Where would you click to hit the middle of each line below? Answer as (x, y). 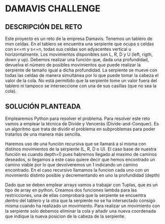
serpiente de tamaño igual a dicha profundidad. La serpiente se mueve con (81, 70)
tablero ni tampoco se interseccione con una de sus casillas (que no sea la (81, 86)
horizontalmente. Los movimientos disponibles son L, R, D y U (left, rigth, (79, 54)
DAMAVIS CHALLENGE (53, 9)
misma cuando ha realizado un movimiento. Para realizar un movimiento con (82, 206)
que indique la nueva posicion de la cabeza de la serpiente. (65, 216)
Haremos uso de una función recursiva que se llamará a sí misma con (76, 144)
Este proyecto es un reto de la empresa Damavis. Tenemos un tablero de (79, 38)
